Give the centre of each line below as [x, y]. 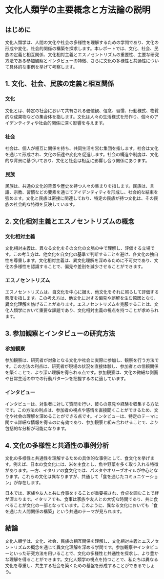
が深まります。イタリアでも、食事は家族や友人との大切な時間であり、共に [79, 499]
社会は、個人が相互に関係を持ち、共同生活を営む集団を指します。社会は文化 [82, 148]
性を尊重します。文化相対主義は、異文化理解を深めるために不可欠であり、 [80, 260]
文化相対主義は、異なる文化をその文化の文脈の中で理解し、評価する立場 [78, 248]
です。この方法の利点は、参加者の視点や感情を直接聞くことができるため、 [80, 410]
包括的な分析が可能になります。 [37, 429]
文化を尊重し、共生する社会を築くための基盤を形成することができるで [76, 565]
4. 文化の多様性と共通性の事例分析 [57, 446]
